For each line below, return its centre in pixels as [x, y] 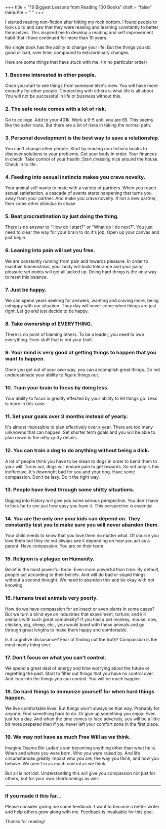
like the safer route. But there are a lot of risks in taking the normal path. [78, 125]
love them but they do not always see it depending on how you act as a [78, 541]
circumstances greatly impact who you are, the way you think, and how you [82, 758]
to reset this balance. [26, 277]
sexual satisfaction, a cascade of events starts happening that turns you [78, 193]
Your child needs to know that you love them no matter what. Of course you [82, 536]
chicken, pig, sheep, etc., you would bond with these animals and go [75, 624]
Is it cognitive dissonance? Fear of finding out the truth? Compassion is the [81, 639]
